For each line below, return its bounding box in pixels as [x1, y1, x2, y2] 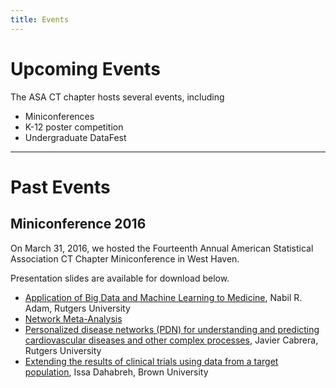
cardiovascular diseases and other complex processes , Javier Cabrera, [24, 334, 319, 346]
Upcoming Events [10, 57, 161, 80]
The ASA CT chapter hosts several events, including [10, 91, 225, 103]
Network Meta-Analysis [24, 312, 123, 325]
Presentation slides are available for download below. [10, 272, 230, 284]
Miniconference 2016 [10, 216, 147, 233]
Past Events [10, 176, 111, 198]
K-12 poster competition [24, 121, 124, 133]
